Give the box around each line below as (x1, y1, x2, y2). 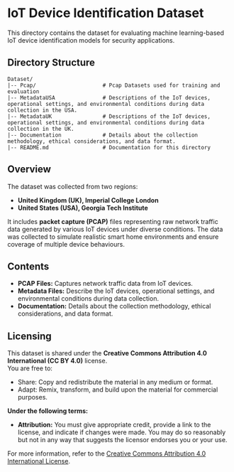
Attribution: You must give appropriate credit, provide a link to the (17, 421, 211, 429)
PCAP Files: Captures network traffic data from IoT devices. (17, 279, 194, 288)
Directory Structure (7, 57, 96, 69)
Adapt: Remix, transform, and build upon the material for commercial (17, 385, 218, 394)
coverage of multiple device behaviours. (7, 240, 126, 248)
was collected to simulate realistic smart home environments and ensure (7, 232, 219, 241)
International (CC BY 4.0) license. (7, 357, 108, 365)
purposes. (17, 393, 48, 402)
